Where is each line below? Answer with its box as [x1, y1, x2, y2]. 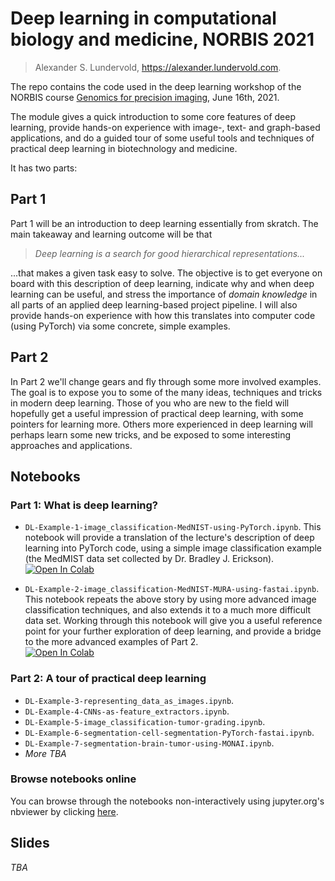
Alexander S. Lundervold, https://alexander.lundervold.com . [34, 61, 282, 73]
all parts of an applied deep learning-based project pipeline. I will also [10, 298, 298, 311]
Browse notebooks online [10, 772, 137, 786]
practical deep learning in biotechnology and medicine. [10, 142, 238, 154]
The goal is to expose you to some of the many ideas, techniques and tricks [10, 386, 323, 398]
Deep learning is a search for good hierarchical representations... [34, 247, 306, 259]
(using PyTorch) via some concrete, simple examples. [10, 320, 231, 332]
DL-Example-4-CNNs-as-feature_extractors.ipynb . [24, 705, 230, 717]
